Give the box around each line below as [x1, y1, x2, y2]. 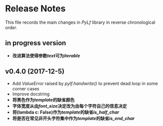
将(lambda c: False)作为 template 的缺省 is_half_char [12, 109, 120, 115]
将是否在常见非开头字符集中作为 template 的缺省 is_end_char [12, 115, 135, 121]
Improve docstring [12, 91, 50, 97]
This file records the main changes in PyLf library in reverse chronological [5, 19, 156, 25]
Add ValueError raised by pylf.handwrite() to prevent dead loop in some [12, 80, 158, 86]
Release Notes [5, 3, 66, 14]
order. [5, 24, 17, 30]
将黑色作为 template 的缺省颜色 [12, 97, 75, 103]
